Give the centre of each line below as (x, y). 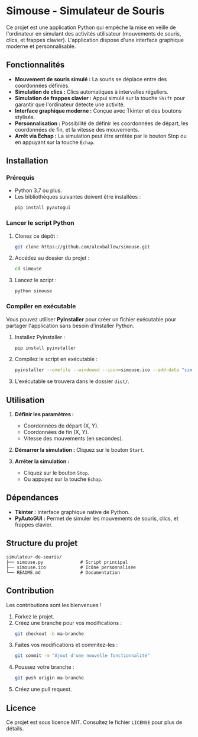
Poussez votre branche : (44, 667)
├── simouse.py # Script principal (67, 562)
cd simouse (28, 269)
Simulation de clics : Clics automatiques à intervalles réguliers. (91, 92)
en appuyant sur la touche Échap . (55, 142)
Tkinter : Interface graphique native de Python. (72, 512)
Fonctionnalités (35, 65)
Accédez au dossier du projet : (52, 258)
